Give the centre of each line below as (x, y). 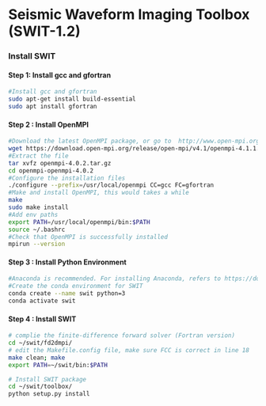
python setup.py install (49, 394)
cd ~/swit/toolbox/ (40, 387)
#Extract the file (38, 156)
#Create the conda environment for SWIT (76, 286)
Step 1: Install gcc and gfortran (60, 75)
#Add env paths (33, 214)
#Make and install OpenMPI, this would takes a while (99, 193)
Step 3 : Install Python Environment (67, 262)
